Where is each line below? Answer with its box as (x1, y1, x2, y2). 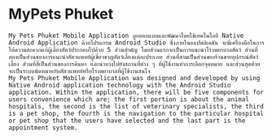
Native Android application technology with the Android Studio (8, 81, 231, 89)
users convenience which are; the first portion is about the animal (8, 95, 250, 104)
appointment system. (8, 123, 79, 132)
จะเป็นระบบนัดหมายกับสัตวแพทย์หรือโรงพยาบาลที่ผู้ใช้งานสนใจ (8, 66, 151, 75)
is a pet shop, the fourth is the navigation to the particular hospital (8, 109, 265, 117)
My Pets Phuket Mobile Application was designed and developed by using (8, 74, 261, 82)
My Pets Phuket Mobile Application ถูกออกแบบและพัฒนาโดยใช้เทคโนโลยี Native (8, 32, 244, 40)
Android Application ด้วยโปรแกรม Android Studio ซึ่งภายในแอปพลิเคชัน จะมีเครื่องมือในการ (8, 38, 265, 47)
